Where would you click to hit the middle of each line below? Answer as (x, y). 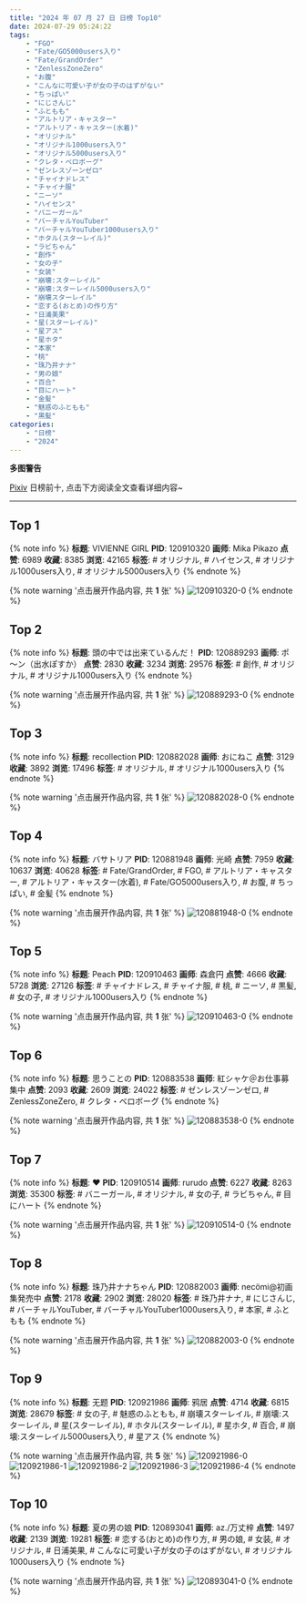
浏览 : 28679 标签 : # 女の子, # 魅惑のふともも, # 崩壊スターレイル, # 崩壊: (146, 1414)
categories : (32, 424)
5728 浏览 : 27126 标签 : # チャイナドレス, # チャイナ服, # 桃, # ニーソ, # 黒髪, (153, 986)
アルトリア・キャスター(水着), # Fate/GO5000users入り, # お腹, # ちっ (161, 882)
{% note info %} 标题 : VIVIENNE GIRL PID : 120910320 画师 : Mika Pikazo (144, 548)
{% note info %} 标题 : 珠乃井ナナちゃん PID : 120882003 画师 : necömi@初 (147, 1286)
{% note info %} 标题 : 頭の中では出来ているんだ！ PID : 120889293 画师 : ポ (149, 653)
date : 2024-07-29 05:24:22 (61, 26)
